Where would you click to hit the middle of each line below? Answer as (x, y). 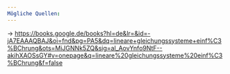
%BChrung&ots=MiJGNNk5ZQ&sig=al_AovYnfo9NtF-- (85, 48)
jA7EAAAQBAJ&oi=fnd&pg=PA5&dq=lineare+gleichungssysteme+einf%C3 (115, 40)
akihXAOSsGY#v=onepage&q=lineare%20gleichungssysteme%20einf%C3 (115, 55)
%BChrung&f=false (35, 62)
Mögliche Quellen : (34, 13)
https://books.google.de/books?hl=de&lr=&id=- (83, 33)
